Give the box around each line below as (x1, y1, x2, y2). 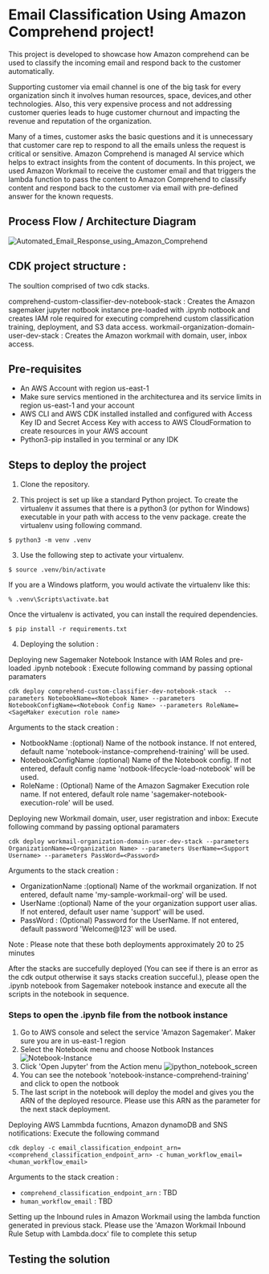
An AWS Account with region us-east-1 (19, 383, 149, 393)
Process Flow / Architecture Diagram (8, 215, 197, 228)
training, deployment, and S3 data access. (8, 322, 149, 331)
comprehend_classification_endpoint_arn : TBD (19, 1188, 178, 1198)
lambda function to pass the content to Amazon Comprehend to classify (8, 174, 247, 184)
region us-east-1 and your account (19, 400, 135, 411)
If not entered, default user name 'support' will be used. (19, 907, 205, 917)
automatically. (8, 66, 55, 76)
